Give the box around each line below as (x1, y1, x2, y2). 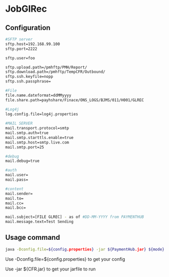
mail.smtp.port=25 (5, 145, 44, 150)
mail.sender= (5, 191, 33, 196)
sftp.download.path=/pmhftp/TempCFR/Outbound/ (5, 69, 106, 74)
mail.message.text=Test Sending (5, 219, 74, 225)
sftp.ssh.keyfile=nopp (5, 74, 53, 79)
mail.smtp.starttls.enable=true (5, 135, 74, 140)
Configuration (5, 23, 51, 32)
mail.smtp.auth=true (5, 130, 49, 135)
